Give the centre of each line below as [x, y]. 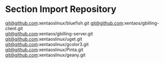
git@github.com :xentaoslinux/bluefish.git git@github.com [64, 23]
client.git [14, 28]
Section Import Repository [61, 9]
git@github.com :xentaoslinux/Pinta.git [44, 49]
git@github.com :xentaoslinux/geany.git [45, 55]
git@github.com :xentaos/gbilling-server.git [49, 33]
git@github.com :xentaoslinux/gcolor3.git [47, 44]
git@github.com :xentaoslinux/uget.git [44, 39]
